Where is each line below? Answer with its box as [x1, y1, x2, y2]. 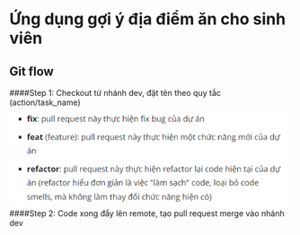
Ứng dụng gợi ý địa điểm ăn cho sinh [9, 9, 286, 30]
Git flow [9, 64, 54, 79]
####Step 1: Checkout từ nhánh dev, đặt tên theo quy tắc [9, 88, 222, 98]
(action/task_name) [9, 97, 81, 108]
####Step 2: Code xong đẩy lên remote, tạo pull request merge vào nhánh [9, 207, 285, 219]
